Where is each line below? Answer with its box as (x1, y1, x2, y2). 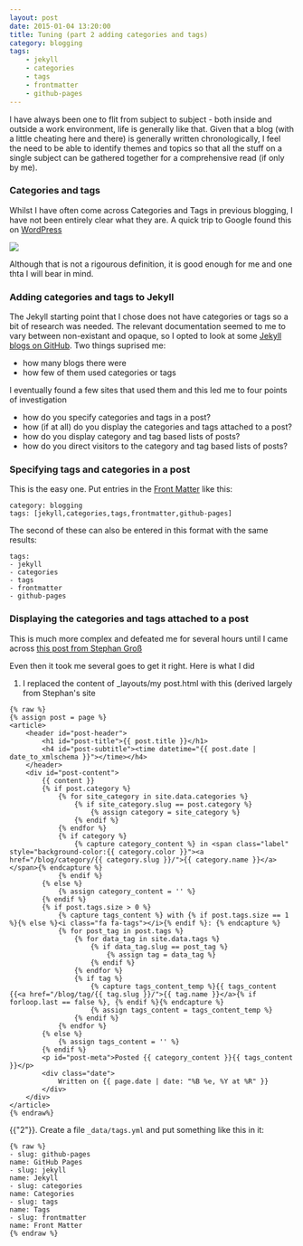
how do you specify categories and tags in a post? (22, 412, 211, 423)
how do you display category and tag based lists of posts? (22, 431, 241, 442)
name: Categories (9, 1189, 75, 1198)
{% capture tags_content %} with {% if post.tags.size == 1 (57, 911, 289, 920)
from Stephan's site (22, 687, 97, 698)
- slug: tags (9, 1197, 59, 1206)
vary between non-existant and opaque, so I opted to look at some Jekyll (9, 331, 282, 342)
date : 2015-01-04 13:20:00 (9, 22, 111, 31)
